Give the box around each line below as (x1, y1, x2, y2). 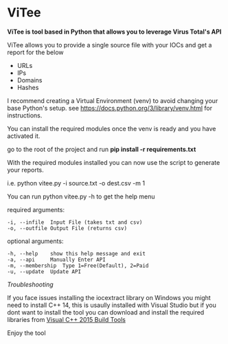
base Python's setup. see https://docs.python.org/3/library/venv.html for (7, 104, 213, 112)
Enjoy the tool (7, 328, 46, 337)
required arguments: (7, 205, 65, 214)
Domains (16, 76, 43, 84)
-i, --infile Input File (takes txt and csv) (7, 218, 143, 226)
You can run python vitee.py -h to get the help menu (7, 192, 155, 200)
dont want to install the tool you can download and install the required (7, 308, 205, 317)
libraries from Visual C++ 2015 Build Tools (7, 315, 126, 323)
